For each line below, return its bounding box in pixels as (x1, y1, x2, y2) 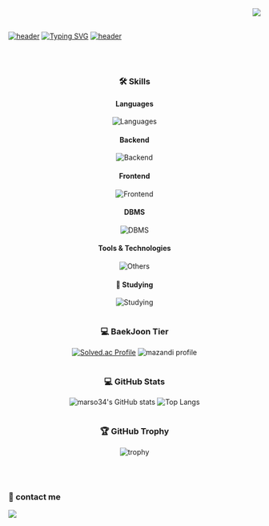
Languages (115, 99, 154, 108)
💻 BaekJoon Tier (100, 326, 169, 338)
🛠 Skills (118, 75, 151, 87)
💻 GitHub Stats (103, 376, 166, 387)
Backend (119, 135, 150, 144)
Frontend (118, 171, 151, 180)
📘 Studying (115, 280, 154, 289)
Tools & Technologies (98, 244, 171, 253)
